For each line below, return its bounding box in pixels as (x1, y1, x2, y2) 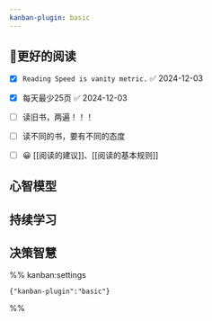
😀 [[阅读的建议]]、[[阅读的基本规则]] (22, 149, 159, 160)
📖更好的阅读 (9, 49, 76, 64)
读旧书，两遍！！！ (22, 111, 94, 122)
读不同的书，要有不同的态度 (22, 130, 126, 141)
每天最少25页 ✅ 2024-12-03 (22, 92, 128, 103)
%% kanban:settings (9, 270, 87, 281)
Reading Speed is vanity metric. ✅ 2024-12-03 (22, 73, 204, 84)
